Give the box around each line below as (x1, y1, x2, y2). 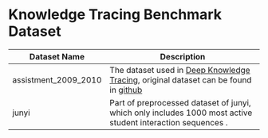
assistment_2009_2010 (12, 74, 102, 85)
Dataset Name (29, 51, 85, 62)
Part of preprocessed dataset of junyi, (109, 97, 251, 108)
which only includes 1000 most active (109, 107, 253, 118)
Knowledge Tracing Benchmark (8, 6, 222, 24)
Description (160, 51, 206, 62)
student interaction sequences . (109, 117, 228, 128)
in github (109, 84, 143, 95)
